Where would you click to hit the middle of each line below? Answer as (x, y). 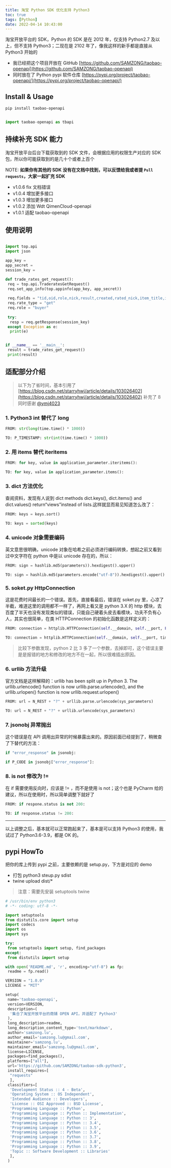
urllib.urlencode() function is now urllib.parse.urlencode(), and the (75, 687)
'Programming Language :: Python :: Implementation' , (68, 1113)
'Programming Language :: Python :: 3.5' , (55, 1128)
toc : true (16, 15)
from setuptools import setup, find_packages (56, 948)
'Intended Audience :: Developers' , (49, 1099)
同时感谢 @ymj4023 (39, 403)
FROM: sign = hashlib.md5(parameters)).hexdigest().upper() (70, 566)
